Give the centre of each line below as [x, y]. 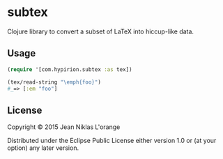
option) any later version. [43, 148]
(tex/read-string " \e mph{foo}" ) [54, 82]
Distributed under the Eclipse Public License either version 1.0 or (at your [112, 141]
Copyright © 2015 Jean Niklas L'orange [64, 127]
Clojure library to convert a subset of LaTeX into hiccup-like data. [100, 31]
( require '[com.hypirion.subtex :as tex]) [70, 69]
